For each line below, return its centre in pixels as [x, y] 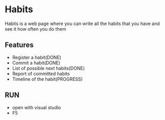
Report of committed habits [41, 74]
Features [19, 45]
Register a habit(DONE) [37, 57]
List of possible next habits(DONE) [49, 68]
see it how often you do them [36, 29]
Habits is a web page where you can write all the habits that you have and [82, 23]
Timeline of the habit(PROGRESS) [47, 79]
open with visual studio [37, 107]
